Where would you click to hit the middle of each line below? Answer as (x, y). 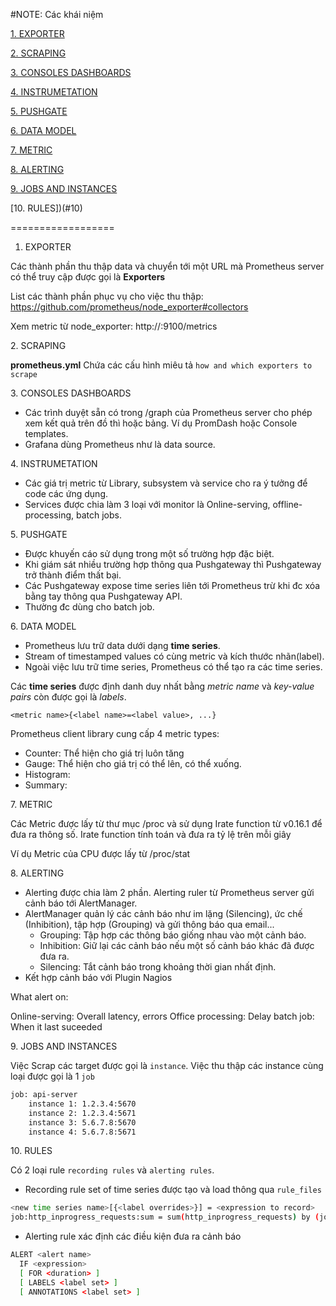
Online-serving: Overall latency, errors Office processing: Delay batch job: (162, 1016)
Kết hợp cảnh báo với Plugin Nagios (98, 977)
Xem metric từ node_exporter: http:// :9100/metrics (114, 326)
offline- (287, 504)
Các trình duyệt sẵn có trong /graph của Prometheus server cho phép (168, 412)
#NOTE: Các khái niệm (57, 14)
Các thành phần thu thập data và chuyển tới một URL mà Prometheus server (167, 266)
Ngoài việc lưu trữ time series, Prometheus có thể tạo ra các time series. (173, 667)
